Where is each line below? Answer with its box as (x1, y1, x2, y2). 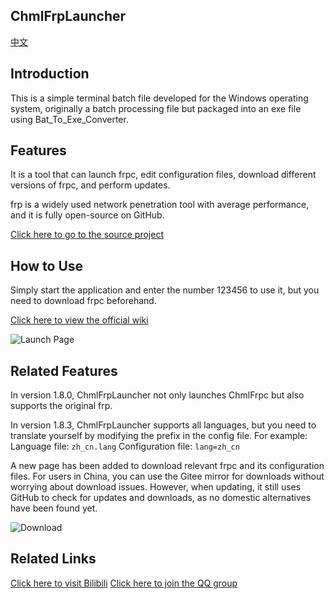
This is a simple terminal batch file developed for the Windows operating (10, 92, 309, 104)
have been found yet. (10, 502, 98, 514)
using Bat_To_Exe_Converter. (10, 113, 129, 125)
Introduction (10, 65, 90, 83)
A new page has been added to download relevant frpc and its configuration (10, 460, 325, 472)
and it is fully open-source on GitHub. (10, 209, 165, 221)
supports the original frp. (10, 400, 113, 412)
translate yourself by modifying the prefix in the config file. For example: (10, 430, 308, 442)
